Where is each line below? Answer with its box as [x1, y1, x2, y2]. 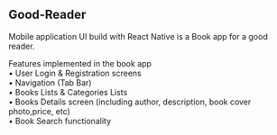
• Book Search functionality [8, 115, 112, 126]
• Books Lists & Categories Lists [8, 86, 128, 97]
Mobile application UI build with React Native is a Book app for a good [8, 31, 268, 41]
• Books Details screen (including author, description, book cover [8, 96, 252, 107]
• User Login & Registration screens [8, 67, 142, 78]
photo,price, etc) [8, 105, 71, 116]
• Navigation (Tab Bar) [8, 76, 92, 88]
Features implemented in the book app [8, 58, 152, 68]
